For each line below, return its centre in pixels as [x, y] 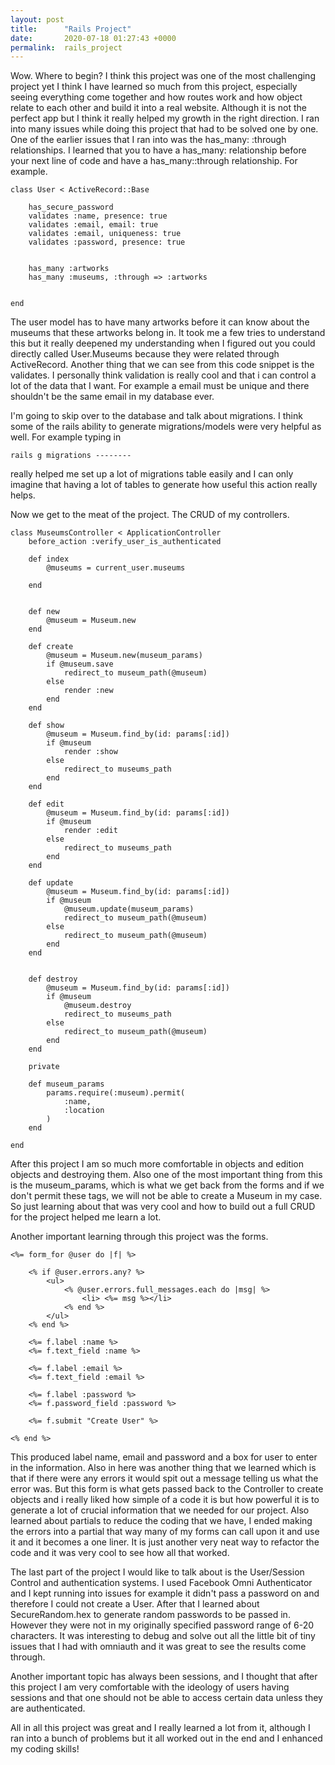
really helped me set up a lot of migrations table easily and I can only [152, 474]
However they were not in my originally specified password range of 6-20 [162, 1625]
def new [44, 612]
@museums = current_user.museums [116, 568]
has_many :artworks [69, 269]
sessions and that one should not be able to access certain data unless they [166, 1698]
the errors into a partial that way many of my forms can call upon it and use [165, 1532]
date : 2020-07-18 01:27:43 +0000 [93, 38]
